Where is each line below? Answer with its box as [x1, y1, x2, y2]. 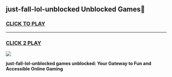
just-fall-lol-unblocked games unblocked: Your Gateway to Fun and [6, 60, 152, 66]
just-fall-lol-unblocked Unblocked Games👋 [6, 5, 145, 14]
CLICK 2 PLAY [6, 39, 41, 46]
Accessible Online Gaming [6, 65, 63, 71]
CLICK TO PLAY [6, 20, 45, 27]
